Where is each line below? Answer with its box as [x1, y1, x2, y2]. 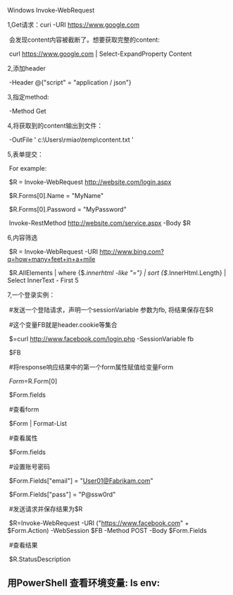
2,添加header [7, 64, 46, 73]
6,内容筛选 [7, 233, 38, 242]
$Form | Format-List [8, 419, 68, 427]
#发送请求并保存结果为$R [8, 505, 83, 513]
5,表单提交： [7, 150, 44, 158]
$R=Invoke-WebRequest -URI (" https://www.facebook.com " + [8, 519, 189, 527]
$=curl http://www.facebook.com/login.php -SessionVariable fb [8, 335, 194, 343]
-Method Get [8, 107, 47, 115]
